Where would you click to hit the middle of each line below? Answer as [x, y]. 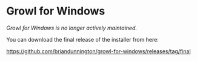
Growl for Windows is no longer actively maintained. [72, 28]
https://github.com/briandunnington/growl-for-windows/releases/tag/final [98, 51]
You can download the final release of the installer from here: [82, 39]
